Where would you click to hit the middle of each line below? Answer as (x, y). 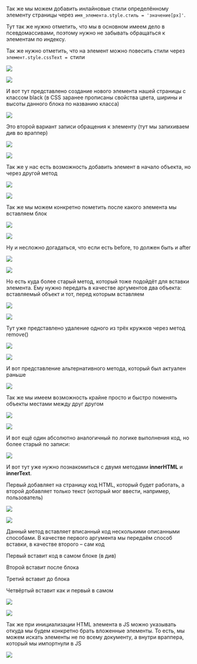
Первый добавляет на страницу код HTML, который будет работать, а (95, 485)
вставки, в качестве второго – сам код (55, 544)
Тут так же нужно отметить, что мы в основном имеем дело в (85, 27)
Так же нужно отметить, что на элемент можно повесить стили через (96, 51)
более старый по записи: (38, 444)
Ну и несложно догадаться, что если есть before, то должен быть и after (98, 248)
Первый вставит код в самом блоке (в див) (61, 556)
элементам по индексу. (36, 39)
